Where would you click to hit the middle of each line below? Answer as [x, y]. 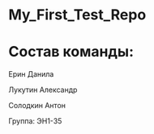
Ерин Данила [31, 74]
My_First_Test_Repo [77, 15]
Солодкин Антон [37, 106]
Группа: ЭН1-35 [35, 121]
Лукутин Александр [43, 90]
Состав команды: [71, 52]
